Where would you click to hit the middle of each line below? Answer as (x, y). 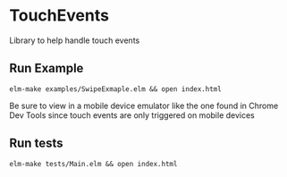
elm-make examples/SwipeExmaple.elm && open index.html (115, 89)
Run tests (36, 143)
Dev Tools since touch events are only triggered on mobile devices (132, 115)
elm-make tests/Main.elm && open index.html (93, 164)
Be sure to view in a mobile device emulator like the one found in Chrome (144, 105)
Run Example (46, 68)
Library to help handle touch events (75, 40)
